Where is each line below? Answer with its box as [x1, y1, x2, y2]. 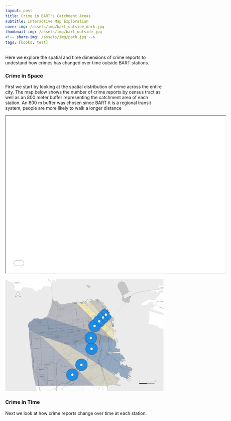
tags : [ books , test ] [5, 40, 49, 45]
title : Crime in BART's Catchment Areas [5, 13, 91, 19]
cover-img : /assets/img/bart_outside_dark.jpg [5, 24, 104, 29]
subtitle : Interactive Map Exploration [5, 19, 89, 24]
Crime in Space [5, 72, 44, 79]
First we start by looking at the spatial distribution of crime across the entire [5, 83, 162, 90]
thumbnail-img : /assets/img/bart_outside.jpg [5, 29, 102, 35]
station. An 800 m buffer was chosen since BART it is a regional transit [5, 100, 152, 106]
